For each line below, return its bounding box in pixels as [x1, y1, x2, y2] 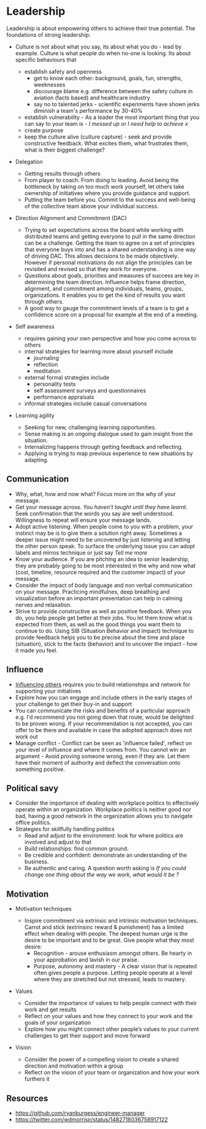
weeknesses [33, 81, 66, 88]
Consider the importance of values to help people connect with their [24, 1000, 197, 1007]
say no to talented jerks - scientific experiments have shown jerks [33, 100, 200, 108]
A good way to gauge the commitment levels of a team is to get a [24, 304, 189, 312]
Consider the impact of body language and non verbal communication [15, 581, 193, 589]
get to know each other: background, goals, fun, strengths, [33, 74, 183, 82]
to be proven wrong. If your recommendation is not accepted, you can [15, 719, 193, 727]
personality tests [33, 380, 76, 388]
